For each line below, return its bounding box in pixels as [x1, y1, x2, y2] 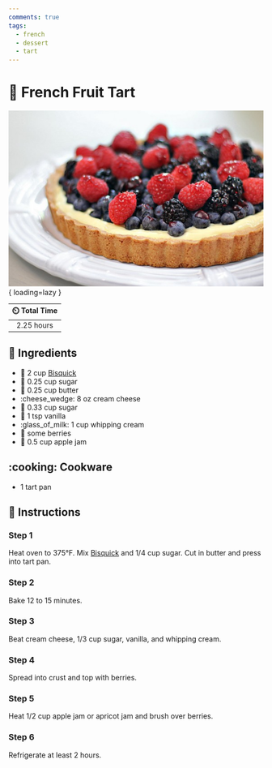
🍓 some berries [19, 428, 71, 438]
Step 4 [8, 654, 35, 665]
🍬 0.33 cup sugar [19, 402, 79, 412]
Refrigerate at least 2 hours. [8, 750, 102, 760]
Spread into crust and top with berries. [8, 673, 138, 683]
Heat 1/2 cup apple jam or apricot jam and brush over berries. [8, 711, 214, 721]
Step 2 [8, 577, 35, 588]
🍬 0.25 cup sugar [19, 376, 79, 386]
